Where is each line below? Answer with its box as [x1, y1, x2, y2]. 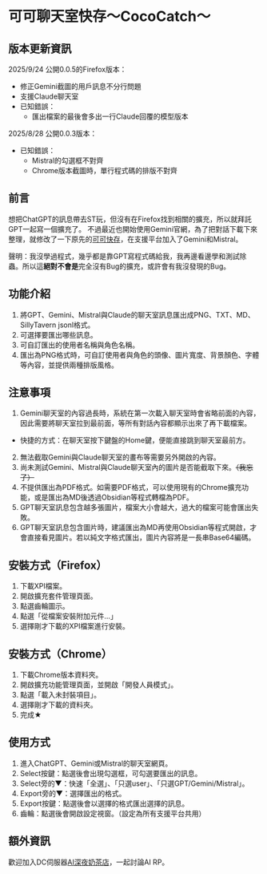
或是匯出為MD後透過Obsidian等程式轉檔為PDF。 [34, 492, 194, 502]
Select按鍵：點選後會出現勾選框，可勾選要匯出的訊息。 [19, 768, 202, 778]
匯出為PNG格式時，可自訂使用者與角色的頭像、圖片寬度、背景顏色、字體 [19, 350, 260, 359]
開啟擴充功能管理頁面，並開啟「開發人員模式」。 [19, 680, 178, 690]
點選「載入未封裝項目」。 [19, 690, 102, 700]
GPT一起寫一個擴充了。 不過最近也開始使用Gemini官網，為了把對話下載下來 [8, 224, 258, 233]
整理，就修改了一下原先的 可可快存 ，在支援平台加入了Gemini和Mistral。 [8, 234, 243, 244]
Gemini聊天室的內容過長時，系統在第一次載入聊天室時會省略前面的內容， [19, 408, 261, 418]
